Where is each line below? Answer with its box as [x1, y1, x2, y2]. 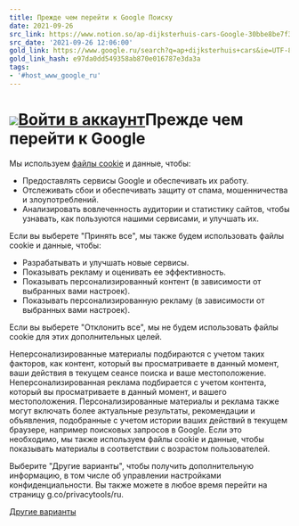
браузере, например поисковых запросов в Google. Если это [9, 424, 242, 435]
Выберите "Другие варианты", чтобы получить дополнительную [9, 460, 254, 471]
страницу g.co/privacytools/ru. [9, 489, 125, 499]
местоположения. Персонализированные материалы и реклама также [9, 396, 279, 407]
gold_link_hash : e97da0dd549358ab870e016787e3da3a [9, 54, 201, 63]
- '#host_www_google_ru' [9, 71, 101, 80]
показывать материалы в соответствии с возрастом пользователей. [9, 443, 271, 454]
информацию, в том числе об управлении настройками [9, 470, 222, 481]
